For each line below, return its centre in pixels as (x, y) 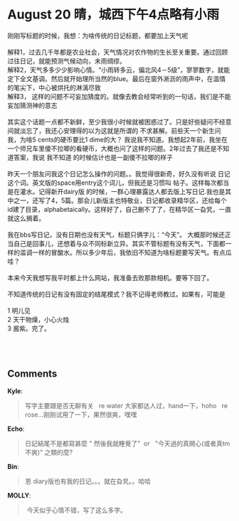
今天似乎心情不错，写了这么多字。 (76, 510)
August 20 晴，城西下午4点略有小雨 (113, 15)
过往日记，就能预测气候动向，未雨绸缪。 (67, 60)
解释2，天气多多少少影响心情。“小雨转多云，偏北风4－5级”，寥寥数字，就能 (119, 70)
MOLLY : (19, 495)
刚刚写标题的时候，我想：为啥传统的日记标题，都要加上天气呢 (98, 36)
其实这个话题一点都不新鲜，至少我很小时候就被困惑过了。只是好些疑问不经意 (119, 122)
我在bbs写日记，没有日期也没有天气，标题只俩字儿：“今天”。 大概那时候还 (116, 235)
